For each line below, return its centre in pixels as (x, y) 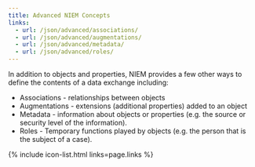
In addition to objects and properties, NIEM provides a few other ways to (125, 74)
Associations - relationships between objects (92, 98)
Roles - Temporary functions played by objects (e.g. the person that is (133, 131)
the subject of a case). (56, 139)
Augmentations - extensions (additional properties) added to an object (133, 106)
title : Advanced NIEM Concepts (59, 15)
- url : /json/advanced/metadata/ (70, 45)
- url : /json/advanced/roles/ (64, 52)
